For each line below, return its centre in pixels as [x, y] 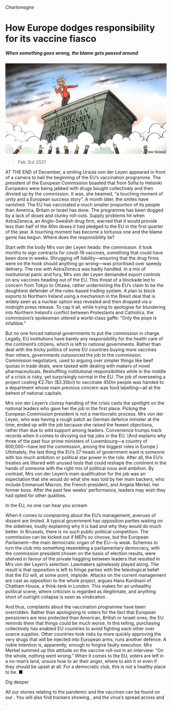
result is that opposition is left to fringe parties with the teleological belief [82, 570]
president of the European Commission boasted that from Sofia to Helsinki [84, 183]
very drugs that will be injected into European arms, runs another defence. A [86, 639]
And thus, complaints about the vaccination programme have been [76, 607]
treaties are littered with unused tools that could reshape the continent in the [86, 463]
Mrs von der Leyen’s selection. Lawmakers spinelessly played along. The [82, 564]
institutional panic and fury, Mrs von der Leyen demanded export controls [83, 274]
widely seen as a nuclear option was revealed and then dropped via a [79, 302]
